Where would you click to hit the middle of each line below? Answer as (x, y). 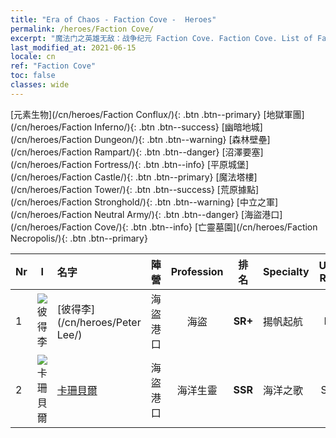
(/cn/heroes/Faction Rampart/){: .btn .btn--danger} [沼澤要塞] (137, 152)
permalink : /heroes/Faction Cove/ (82, 29)
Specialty (286, 271)
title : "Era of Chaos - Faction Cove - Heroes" (113, 19)
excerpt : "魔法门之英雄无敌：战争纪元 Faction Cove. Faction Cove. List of (161, 38)
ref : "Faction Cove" (53, 66)
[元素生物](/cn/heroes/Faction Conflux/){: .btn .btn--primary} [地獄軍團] (157, 114)
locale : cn (33, 57)
